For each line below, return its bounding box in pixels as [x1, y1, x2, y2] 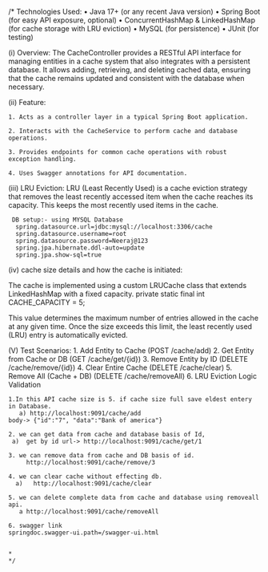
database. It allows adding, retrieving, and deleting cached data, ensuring [8, 65, 251, 75]
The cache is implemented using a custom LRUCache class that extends [8, 281, 247, 290]
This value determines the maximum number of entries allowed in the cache [8, 313, 258, 323]
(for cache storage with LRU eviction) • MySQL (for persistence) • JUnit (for [8, 24, 260, 33]
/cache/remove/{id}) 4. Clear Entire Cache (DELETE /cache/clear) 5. [8, 363, 233, 372]
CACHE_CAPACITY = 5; [8, 298, 86, 307]
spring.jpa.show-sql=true [15, 251, 102, 259]
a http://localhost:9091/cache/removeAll [18, 508, 159, 516]
